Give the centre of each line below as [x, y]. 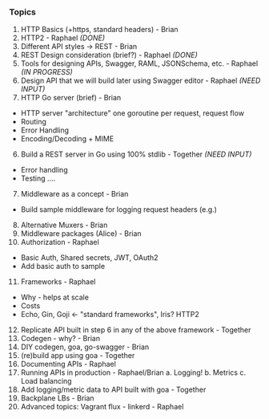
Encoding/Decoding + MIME [67, 139]
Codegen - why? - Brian [60, 339]
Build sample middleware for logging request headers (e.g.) [118, 209]
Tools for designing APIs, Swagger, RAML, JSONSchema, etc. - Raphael [139, 63]
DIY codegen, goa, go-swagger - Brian [85, 347]
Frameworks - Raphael [58, 282]
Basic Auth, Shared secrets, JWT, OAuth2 [89, 258]
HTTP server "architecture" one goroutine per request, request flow [132, 113]
